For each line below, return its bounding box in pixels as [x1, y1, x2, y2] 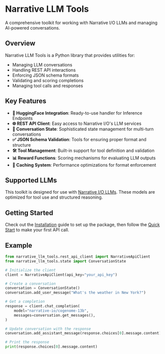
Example [5, 241, 32, 249]
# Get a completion [5, 299, 45, 304]
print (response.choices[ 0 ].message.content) [5, 344, 98, 350]
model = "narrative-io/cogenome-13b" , [14, 308, 89, 313]
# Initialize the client [5, 267, 56, 272]
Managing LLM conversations [12, 61, 73, 67]
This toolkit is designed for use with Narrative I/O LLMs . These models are [5, 189, 155, 195]
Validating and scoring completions [12, 77, 84, 83]
